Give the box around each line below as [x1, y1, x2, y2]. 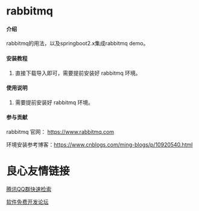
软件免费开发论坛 [6, 198, 49, 206]
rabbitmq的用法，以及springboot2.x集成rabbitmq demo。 [6, 40, 149, 47]
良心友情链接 [6, 165, 71, 178]
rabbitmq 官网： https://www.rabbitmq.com [6, 128, 115, 135]
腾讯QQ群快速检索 [6, 185, 52, 192]
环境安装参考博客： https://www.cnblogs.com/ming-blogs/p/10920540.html [6, 141, 193, 148]
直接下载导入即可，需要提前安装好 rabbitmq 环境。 [14, 69, 141, 77]
